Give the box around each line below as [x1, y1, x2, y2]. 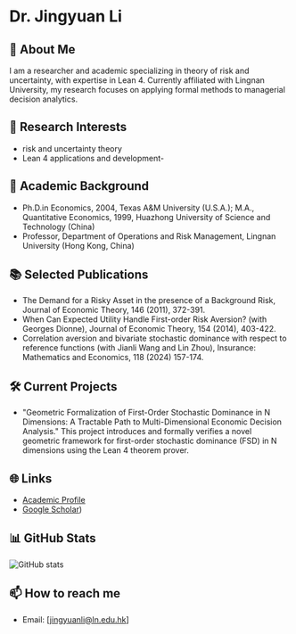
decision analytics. [9, 94, 78, 104]
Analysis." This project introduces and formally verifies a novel [21, 426, 252, 437]
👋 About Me [9, 42, 76, 57]
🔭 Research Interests [9, 119, 127, 135]
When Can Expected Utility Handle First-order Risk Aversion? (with [21, 314, 267, 325]
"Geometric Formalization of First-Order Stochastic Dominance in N [21, 408, 271, 418]
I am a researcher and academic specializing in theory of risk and [9, 65, 250, 76]
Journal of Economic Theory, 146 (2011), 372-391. [21, 305, 206, 316]
